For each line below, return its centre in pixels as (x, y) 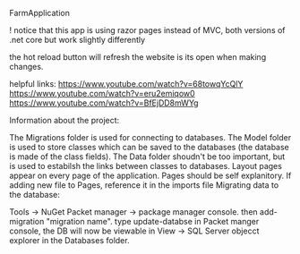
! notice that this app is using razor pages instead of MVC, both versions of (147, 30)
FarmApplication (39, 13)
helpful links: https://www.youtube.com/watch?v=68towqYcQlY (126, 84)
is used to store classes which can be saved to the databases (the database (149, 147)
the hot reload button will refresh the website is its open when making (138, 57)
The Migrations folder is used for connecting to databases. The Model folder (150, 137)
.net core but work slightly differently (77, 40)
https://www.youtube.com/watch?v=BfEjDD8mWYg (104, 103)
